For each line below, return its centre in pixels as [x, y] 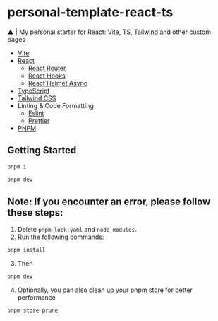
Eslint [36, 113]
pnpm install [26, 250]
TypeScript [34, 91]
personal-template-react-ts [90, 12]
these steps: [35, 212]
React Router [47, 68]
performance [37, 298]
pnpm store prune [33, 311]
